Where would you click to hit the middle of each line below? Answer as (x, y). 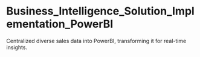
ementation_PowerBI (60, 24)
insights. (17, 47)
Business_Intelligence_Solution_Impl (100, 11)
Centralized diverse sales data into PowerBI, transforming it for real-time (96, 41)
